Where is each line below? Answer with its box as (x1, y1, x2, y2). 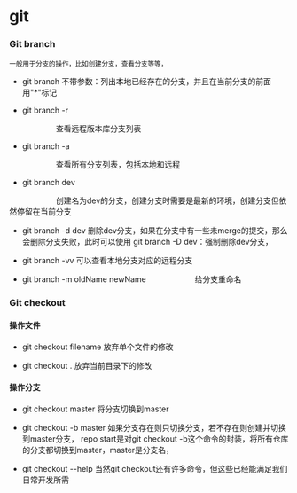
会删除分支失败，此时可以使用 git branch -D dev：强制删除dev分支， (21, 237, 273, 247)
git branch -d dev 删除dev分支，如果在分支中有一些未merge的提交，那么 (21, 225, 288, 236)
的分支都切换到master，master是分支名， (21, 444, 175, 455)
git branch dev (21, 177, 75, 188)
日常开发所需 (21, 474, 69, 485)
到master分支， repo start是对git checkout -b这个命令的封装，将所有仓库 (21, 433, 289, 444)
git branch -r (21, 105, 69, 116)
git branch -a (21, 141, 70, 152)
